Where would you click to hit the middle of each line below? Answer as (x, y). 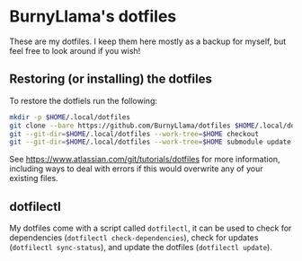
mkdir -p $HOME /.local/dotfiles (70, 117)
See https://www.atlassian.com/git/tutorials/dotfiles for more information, (145, 160)
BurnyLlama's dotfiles (93, 17)
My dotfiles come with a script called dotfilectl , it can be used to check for (151, 228)
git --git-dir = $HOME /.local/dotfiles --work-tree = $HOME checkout (134, 134)
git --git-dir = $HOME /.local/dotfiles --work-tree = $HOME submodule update (151, 142)
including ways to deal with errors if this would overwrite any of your (136, 169)
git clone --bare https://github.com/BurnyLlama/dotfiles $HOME (132, 126)
